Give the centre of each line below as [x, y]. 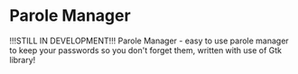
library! [23, 60]
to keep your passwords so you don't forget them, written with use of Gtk [146, 50]
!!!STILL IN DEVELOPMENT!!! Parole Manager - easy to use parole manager [149, 41]
